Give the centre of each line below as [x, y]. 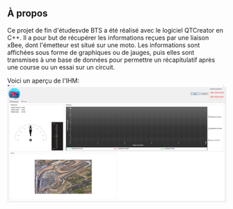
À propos [27, 14]
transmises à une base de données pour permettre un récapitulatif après [111, 60]
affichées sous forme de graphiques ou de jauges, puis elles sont [101, 52]
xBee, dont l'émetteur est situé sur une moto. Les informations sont [104, 45]
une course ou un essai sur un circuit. [61, 67]
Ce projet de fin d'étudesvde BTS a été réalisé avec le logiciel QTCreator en [115, 30]
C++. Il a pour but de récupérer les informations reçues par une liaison [108, 37]
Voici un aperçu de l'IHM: [43, 81]
